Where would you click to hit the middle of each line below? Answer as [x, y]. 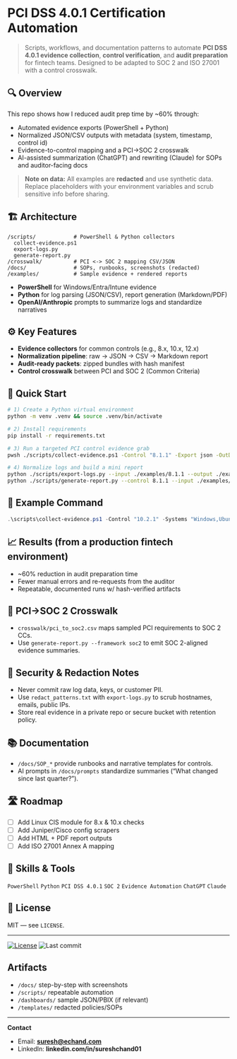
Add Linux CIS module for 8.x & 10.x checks [81, 822]
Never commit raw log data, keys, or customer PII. [90, 690]
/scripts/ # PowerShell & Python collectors [91, 237]
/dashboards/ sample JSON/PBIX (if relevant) [83, 1000]
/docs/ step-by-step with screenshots [73, 985]
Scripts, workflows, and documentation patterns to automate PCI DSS [126, 47]
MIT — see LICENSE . [36, 925]
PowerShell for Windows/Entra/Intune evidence [87, 287]
